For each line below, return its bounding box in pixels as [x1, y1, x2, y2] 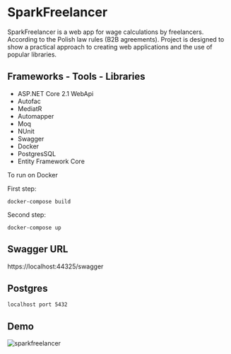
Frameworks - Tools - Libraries [7, 71, 146, 83]
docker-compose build [7, 198, 71, 205]
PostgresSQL [17, 149, 57, 158]
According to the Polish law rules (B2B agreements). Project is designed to [7, 35, 225, 43]
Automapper [17, 112, 54, 120]
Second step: [7, 210, 46, 219]
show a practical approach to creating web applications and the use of [7, 42, 213, 51]
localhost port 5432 [7, 301, 69, 308]
